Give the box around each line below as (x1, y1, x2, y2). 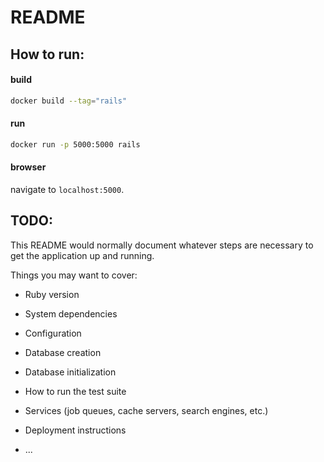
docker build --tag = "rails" (10, 96, 128, 106)
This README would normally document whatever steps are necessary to (10, 239, 314, 251)
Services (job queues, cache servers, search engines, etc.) (24, 404, 269, 416)
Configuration (24, 327, 82, 339)
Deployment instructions (24, 424, 127, 436)
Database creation (24, 346, 102, 358)
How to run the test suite (24, 385, 127, 397)
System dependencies (24, 307, 118, 320)
